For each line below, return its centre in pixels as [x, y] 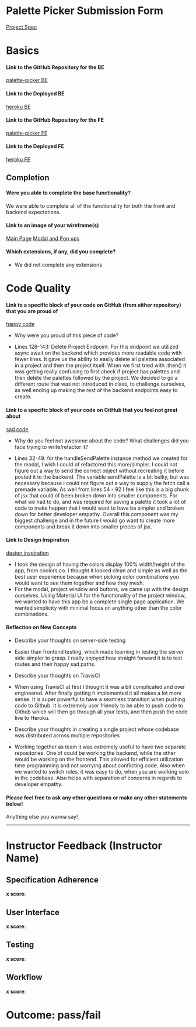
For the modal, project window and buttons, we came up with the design [101, 589]
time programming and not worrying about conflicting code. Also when [100, 765]
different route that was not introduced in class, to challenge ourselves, [100, 384]
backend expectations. [34, 212]
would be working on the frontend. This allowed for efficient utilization [99, 759]
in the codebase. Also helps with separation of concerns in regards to [98, 778]
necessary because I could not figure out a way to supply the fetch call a [102, 483]
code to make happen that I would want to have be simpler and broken [99, 508]
